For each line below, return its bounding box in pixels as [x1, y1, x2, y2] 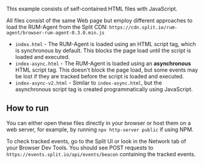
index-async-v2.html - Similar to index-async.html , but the [15, 79, 163, 86]
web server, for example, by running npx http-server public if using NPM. [6, 126, 194, 133]
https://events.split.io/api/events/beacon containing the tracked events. [6, 150, 196, 157]
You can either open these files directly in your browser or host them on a [6, 119, 191, 126]
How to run [6, 103, 49, 114]
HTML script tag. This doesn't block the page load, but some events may [15, 66, 199, 73]
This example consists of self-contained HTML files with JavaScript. [6, 5, 178, 12]
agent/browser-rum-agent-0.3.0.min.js [6, 30, 105, 36]
